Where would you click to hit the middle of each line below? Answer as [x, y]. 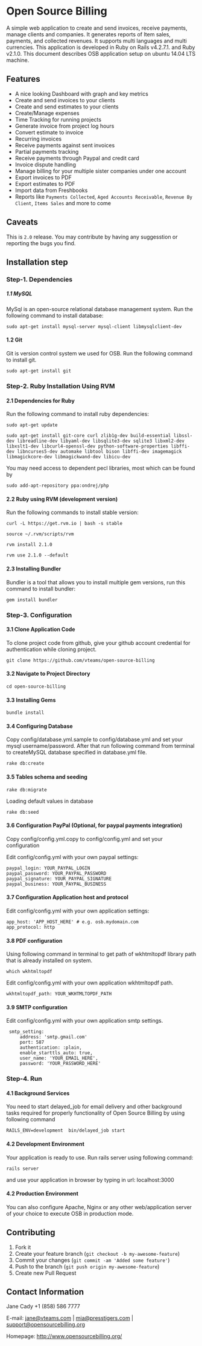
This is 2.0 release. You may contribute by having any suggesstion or [92, 237]
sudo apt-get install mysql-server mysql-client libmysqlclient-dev [94, 326]
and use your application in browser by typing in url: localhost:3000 [90, 1179]
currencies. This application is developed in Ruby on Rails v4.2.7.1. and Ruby [101, 47]
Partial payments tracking [47, 151]
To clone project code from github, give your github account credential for [98, 642]
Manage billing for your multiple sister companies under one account [101, 171]
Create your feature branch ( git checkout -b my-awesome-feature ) [97, 1253]
